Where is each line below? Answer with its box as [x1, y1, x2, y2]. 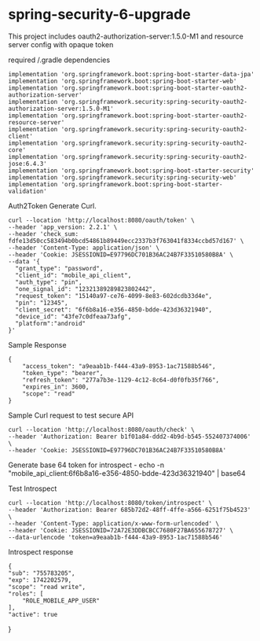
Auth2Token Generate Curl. [8, 201, 97, 210]
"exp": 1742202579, [8, 576, 72, 584]
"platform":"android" [15, 319, 86, 327]
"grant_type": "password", [15, 264, 104, 272]
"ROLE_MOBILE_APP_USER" [22, 596, 101, 605]
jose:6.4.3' [8, 160, 47, 168]
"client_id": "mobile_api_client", [15, 271, 132, 279]
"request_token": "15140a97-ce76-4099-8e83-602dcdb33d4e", [15, 292, 213, 300]
